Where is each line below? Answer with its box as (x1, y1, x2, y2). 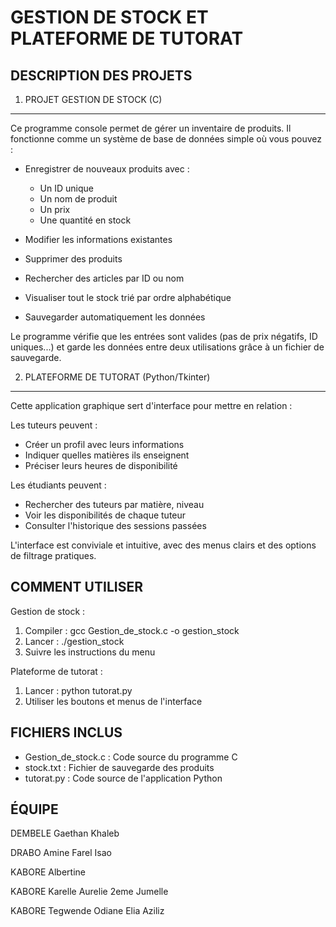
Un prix (39, 204, 71, 215)
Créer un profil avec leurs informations (24, 439, 185, 450)
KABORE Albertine (10, 866, 86, 878)
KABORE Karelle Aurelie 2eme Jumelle (10, 886, 169, 898)
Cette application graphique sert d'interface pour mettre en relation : (10, 400, 293, 411)
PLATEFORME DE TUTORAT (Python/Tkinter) (24, 371, 211, 383)
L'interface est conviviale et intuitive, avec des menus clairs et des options (10, 539, 317, 551)
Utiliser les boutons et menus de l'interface (24, 695, 203, 707)
